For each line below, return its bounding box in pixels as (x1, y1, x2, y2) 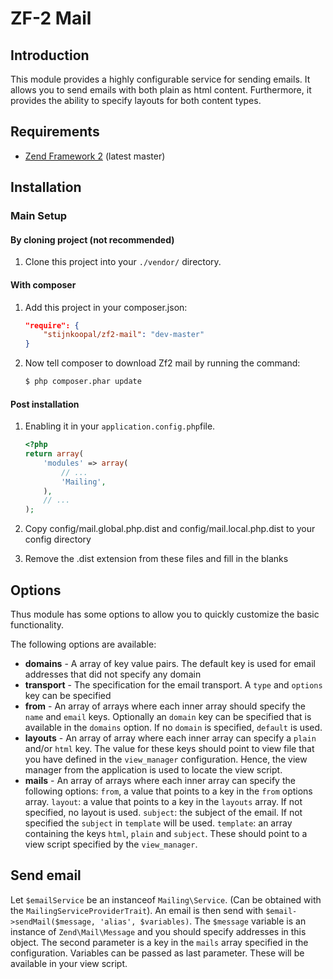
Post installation (10, 398, 80, 410)
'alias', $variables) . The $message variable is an (99, 915, 307, 927)
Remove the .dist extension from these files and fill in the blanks (24, 553, 289, 565)
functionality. (10, 619, 65, 631)
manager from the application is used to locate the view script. (24, 764, 283, 776)
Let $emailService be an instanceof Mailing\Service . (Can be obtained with (10, 893, 322, 906)
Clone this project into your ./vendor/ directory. (24, 256, 222, 268)
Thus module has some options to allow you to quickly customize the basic (10, 608, 320, 621)
